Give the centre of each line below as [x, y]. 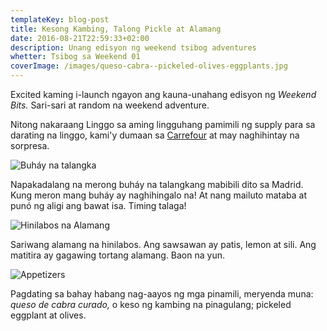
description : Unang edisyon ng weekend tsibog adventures [133, 47]
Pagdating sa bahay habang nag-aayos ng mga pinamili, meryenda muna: [162, 294]
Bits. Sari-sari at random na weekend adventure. [110, 105]
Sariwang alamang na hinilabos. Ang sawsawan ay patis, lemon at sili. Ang [163, 244]
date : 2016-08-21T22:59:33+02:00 [80, 38]
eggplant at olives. [48, 315]
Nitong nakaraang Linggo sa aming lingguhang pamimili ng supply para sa [163, 124]
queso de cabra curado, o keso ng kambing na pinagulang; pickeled [151, 304]
